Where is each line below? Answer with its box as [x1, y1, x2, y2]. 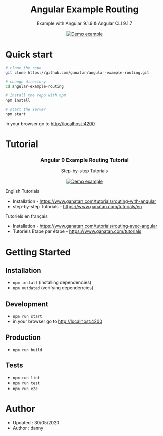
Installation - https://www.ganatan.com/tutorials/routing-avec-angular [12, 223, 157, 229]
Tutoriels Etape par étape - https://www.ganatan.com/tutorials [12, 228, 142, 234]
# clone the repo [5, 65, 42, 70]
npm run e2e [12, 386, 38, 391]
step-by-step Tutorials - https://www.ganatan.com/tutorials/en [12, 204, 142, 210]
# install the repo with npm [5, 93, 66, 98]
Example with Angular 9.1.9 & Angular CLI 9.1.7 [37, 20, 132, 26]
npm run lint [12, 375, 40, 380]
